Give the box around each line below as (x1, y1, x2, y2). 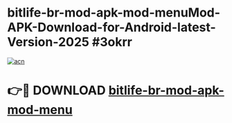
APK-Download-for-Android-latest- (7, 19, 216, 35)
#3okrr (91, 35, 133, 50)
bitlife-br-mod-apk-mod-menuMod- (7, 5, 220, 21)
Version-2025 (7, 35, 90, 50)
